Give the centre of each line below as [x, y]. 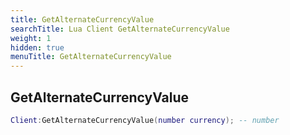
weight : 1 [31, 38]
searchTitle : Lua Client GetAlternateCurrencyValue [120, 29]
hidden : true [37, 47]
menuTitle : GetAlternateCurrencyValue [91, 57]
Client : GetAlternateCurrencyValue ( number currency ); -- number [145, 120]
